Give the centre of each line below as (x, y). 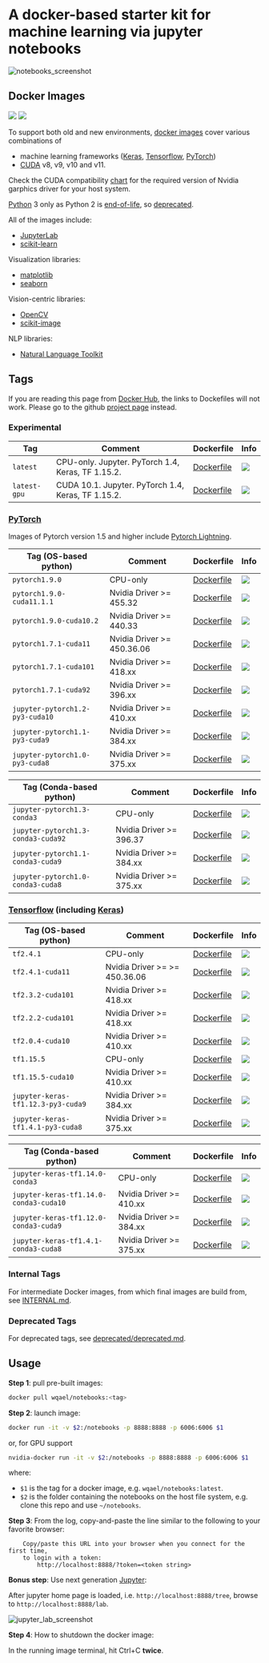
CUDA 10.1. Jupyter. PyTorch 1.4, (120, 485)
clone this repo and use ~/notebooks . (80, 1505)
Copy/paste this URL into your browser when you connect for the (134, 1544)
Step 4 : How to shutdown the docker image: (81, 1635)
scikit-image (40, 323)
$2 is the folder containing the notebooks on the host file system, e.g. (134, 1497)
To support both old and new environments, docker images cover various (129, 132)
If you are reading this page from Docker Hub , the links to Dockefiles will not (134, 398)
